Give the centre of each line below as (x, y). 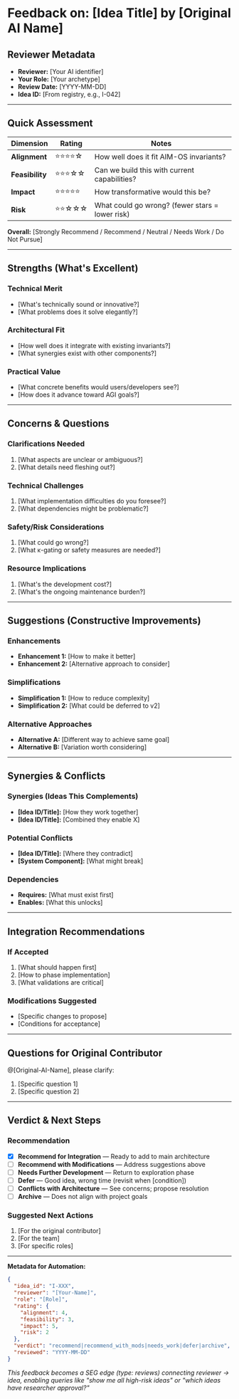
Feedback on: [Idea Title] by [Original (119, 13)
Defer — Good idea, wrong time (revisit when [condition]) (102, 1180)
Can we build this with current (144, 170)
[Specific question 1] (48, 1084)
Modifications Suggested (52, 1000)
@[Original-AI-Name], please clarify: (61, 1070)
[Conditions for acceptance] (59, 1024)
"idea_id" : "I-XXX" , (44, 1287)
